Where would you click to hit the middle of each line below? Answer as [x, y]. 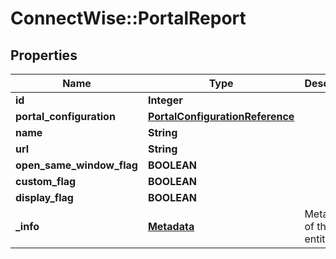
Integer [165, 100]
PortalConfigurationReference [221, 116]
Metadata [171, 226]
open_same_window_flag [76, 165]
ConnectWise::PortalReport [128, 18]
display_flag [44, 197]
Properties [44, 55]
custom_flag [46, 181]
